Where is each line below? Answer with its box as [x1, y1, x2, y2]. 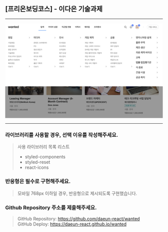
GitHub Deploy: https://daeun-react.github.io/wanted [17, 221, 126, 227]
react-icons [24, 164, 49, 170]
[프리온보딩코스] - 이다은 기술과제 [5, 5, 103, 14]
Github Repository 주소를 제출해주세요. [5, 204, 97, 211]
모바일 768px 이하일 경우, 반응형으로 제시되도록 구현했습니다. [17, 190, 137, 196]
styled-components [24, 154, 66, 160]
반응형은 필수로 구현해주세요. [5, 178, 71, 185]
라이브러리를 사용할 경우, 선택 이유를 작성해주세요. [5, 131, 118, 138]
